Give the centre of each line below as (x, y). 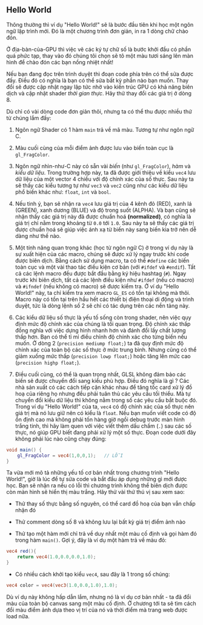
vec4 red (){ (21, 552)
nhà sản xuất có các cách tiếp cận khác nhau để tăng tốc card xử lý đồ (104, 387)
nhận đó (25, 510)
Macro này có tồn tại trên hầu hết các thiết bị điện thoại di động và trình (105, 299)
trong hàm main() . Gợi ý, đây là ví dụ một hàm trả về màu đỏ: (91, 540)
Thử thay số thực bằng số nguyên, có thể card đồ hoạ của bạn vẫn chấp (105, 504)
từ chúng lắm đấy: (29, 118)
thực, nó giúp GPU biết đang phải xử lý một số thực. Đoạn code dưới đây (105, 432)
